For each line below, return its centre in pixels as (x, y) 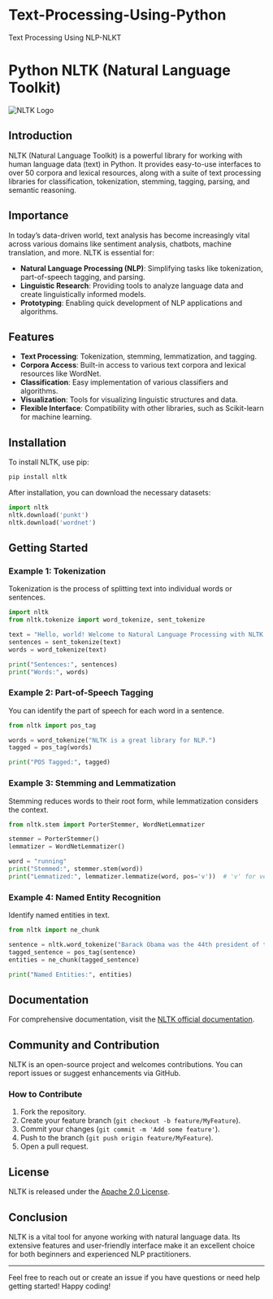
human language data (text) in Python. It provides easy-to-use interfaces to (135, 163)
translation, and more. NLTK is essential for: (81, 252)
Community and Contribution (84, 1045)
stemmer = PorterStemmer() (54, 839)
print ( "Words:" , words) (49, 672)
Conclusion (38, 1217)
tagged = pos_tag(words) (50, 748)
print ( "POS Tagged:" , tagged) (60, 762)
